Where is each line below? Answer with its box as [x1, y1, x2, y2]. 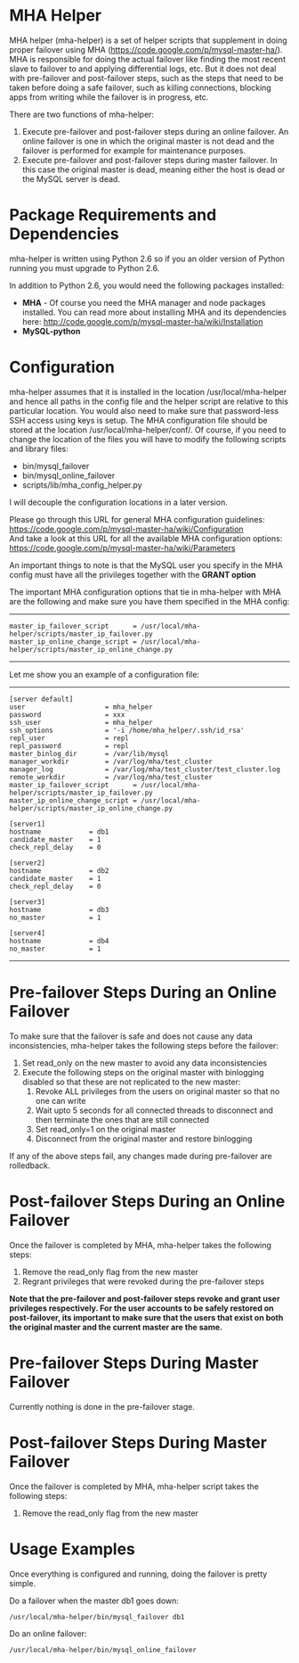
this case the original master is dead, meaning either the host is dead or [21, 164, 286, 175]
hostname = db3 [9, 905, 109, 914]
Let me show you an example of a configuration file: [9, 669, 200, 679]
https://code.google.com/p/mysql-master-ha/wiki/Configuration [9, 523, 244, 534]
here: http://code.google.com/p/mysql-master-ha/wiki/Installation [21, 316, 263, 326]
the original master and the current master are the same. [9, 1321, 223, 1332]
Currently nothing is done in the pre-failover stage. [9, 1401, 196, 1412]
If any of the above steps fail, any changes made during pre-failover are [9, 1150, 273, 1161]
